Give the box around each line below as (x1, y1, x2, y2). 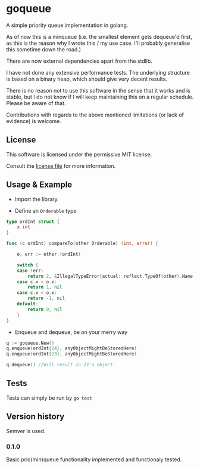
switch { (17, 262, 39, 268)
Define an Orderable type (14, 207, 77, 214)
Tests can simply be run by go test (6, 394, 93, 401)
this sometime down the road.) (6, 45, 82, 53)
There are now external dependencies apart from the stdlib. (6, 57, 153, 65)
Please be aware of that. (6, 99, 66, 106)
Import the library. (14, 195, 60, 203)
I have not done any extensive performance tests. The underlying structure (6, 69, 190, 76)
